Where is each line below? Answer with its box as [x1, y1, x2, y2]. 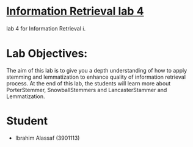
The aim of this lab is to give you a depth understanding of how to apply [6, 66, 188, 74]
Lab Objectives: [6, 47, 88, 60]
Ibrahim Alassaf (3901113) [15, 134, 80, 142]
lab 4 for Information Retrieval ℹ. [6, 24, 86, 32]
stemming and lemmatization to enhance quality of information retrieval [6, 73, 186, 81]
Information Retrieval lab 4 [6, 4, 144, 18]
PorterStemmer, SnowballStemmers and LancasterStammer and [6, 86, 167, 93]
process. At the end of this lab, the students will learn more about [6, 79, 171, 87]
